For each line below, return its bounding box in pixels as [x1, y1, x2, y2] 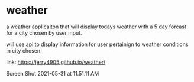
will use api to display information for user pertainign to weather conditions [6, 41, 189, 48]
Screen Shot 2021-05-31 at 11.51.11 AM [6, 70, 99, 77]
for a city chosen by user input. [6, 29, 82, 36]
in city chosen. [6, 47, 43, 54]
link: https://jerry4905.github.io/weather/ [6, 58, 105, 65]
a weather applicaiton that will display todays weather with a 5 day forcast [6, 23, 186, 30]
